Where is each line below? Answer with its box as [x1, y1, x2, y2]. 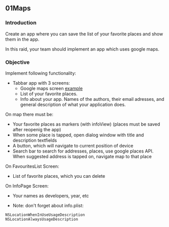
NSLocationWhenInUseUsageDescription [5, 212, 85, 217]
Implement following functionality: [5, 70, 76, 76]
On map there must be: [5, 111, 53, 117]
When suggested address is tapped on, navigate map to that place [12, 153, 152, 159]
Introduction [5, 19, 37, 26]
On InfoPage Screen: [5, 182, 49, 189]
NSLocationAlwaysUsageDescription [5, 216, 79, 222]
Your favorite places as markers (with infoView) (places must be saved [12, 121, 160, 127]
